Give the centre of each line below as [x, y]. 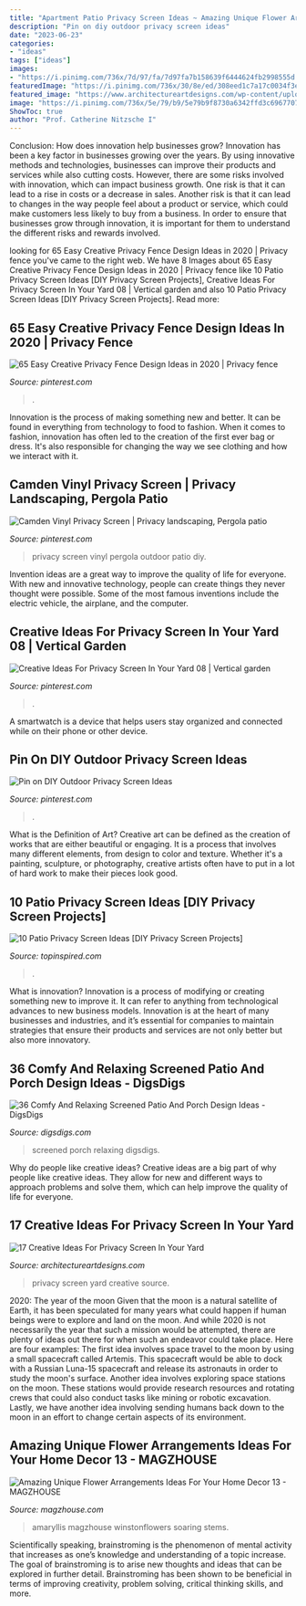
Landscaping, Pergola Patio [89, 499]
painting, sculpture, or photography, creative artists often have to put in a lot [152, 864]
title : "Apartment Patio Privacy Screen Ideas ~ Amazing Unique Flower [148, 18]
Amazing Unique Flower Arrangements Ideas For [150, 1446]
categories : [32, 43]
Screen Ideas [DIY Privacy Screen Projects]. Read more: [115, 299]
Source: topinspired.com [56, 956]
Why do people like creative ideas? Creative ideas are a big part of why [143, 1168]
